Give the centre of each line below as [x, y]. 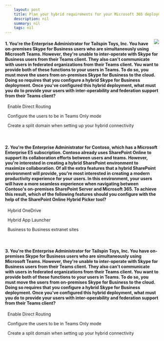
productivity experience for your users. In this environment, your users [79, 178]
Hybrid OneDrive [24, 210]
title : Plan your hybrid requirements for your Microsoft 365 [78, 14]
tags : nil [24, 28]
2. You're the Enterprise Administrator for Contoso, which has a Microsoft [81, 147]
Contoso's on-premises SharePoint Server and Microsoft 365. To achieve [81, 189]
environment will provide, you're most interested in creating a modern [78, 173]
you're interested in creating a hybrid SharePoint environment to [72, 163]
